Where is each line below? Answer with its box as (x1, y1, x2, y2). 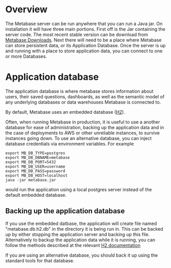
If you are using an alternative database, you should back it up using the (5, 252, 158, 258)
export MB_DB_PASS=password (5, 168, 66, 174)
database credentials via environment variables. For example (5, 140, 135, 147)
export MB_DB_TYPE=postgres (5, 150, 66, 156)
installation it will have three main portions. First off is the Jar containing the (5, 26, 165, 32)
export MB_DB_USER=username (5, 164, 66, 169)
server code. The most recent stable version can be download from (5, 31, 148, 37)
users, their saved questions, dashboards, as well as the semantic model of (5, 93, 165, 99)
